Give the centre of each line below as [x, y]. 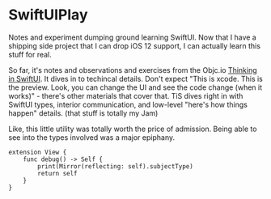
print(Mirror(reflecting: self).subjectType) [116, 166]
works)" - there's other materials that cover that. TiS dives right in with [126, 95]
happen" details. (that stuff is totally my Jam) [83, 113]
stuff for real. [30, 54]
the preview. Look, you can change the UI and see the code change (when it [135, 87]
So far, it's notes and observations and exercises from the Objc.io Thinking [133, 70]
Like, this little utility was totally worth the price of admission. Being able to [133, 129]
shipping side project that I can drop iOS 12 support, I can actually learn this [135, 45]
